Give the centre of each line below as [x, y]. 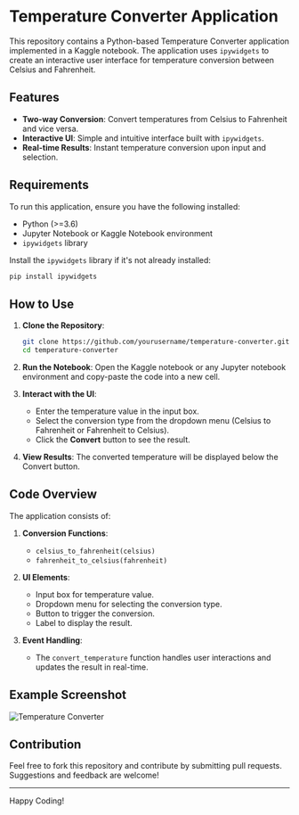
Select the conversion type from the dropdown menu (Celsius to [153, 420]
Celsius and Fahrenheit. [53, 70]
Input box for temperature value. [94, 594]
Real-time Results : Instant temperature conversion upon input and [144, 147]
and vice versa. [50, 128]
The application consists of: [60, 515]
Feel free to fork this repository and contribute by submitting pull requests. [146, 766]
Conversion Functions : [65, 533]
